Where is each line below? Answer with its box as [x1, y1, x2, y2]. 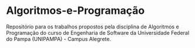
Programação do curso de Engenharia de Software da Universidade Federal [6, 29, 190, 36]
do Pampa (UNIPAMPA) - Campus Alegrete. [6, 35, 112, 42]
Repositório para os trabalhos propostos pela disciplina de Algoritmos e [6, 23, 179, 30]
